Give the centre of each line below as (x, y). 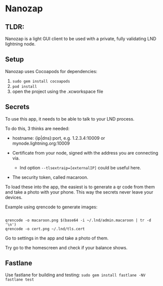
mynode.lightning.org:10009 (41, 143)
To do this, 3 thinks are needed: (37, 128)
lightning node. (20, 44)
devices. (14, 197)
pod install (24, 86)
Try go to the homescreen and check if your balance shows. (66, 247)
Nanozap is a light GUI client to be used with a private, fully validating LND (81, 39)
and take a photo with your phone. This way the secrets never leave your (79, 192)
